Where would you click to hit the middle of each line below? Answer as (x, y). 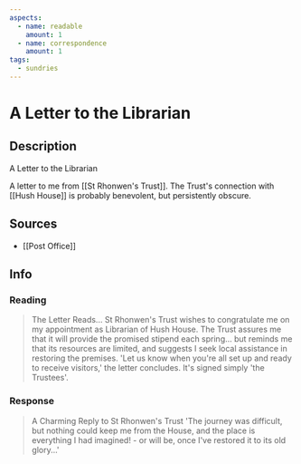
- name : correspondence (62, 43)
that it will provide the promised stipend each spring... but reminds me (162, 339)
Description (43, 146)
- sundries (38, 69)
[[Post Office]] (49, 246)
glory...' (46, 449)
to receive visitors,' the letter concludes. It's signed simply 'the (148, 368)
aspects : (26, 18)
